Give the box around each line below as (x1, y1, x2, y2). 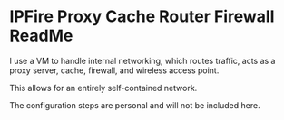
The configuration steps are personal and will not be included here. (9, 99, 260, 110)
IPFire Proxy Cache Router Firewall (9, 6, 275, 27)
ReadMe (9, 25, 73, 46)
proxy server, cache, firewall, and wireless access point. (9, 65, 220, 76)
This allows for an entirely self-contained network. (9, 82, 198, 93)
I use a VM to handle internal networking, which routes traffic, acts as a (9, 55, 276, 66)
